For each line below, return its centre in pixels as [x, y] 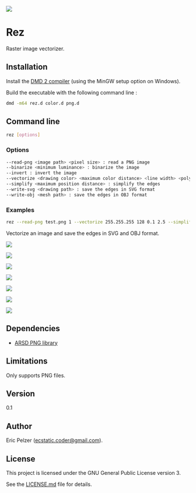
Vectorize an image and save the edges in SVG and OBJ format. [83, 233]
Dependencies [33, 329]
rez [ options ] [23, 135]
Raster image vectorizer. [35, 48]
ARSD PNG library [36, 342]
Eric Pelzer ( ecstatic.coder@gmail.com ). [55, 440]
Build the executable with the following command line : [71, 92]
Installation [27, 67]
